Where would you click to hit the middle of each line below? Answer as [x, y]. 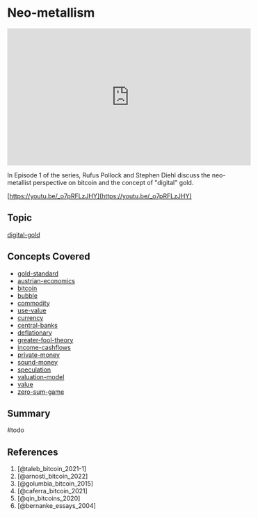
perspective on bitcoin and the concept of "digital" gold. [113, 182]
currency [30, 317]
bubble [27, 295]
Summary [29, 413]
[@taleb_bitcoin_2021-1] [52, 469]
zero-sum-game [41, 392]
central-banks [37, 325]
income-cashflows [44, 347]
